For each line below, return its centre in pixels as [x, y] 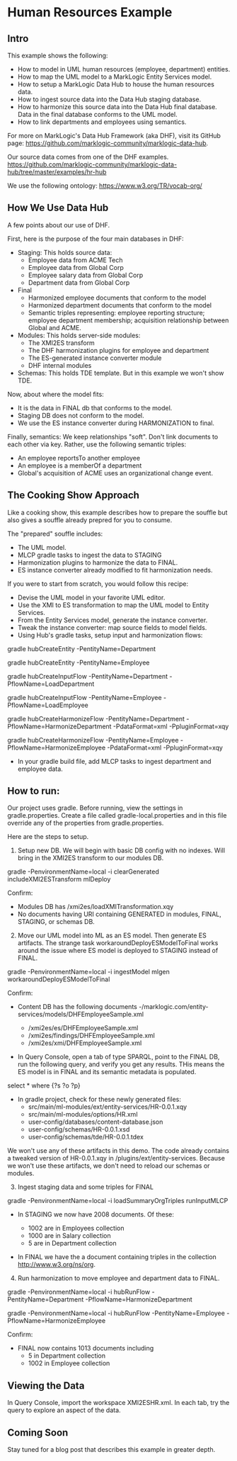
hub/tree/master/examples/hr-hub [57, 172]
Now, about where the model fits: [56, 394]
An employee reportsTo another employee [79, 458]
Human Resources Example [90, 12]
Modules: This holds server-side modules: [79, 335]
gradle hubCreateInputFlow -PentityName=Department [88, 676]
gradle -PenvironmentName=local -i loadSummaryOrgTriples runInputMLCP [118, 1201]
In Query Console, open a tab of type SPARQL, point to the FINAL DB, [118, 1057]
